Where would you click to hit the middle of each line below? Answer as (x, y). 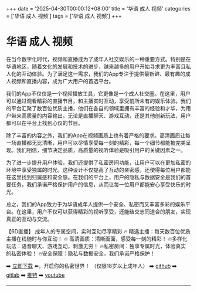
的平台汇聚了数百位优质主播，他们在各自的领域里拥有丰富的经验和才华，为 (96, 108)
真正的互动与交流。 (29, 219)
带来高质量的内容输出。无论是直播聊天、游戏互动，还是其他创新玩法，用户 (101, 116)
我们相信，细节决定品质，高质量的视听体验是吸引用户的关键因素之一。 (101, 150)
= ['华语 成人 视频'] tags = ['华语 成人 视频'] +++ (64, 16)
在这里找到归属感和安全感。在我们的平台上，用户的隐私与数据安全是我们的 (96, 177)
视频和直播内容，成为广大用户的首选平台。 (62, 81)
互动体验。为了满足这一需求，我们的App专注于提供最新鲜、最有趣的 (103, 74)
